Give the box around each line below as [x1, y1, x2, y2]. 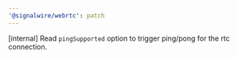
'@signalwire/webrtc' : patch [8, 11, 105, 20]
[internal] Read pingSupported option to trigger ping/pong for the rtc [8, 33, 231, 43]
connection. [8, 41, 48, 52]
